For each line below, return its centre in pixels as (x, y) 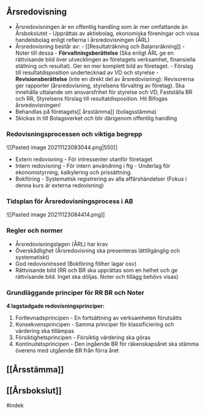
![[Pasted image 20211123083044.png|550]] (62, 147)
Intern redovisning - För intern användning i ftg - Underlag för (93, 166)
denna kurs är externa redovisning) (59, 186)
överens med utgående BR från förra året (67, 350)
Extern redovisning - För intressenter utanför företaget (84, 159)
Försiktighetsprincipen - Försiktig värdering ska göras (83, 337)
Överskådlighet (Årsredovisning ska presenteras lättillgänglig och (98, 251)
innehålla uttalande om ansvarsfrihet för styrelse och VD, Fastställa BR (104, 92)
